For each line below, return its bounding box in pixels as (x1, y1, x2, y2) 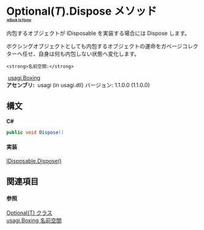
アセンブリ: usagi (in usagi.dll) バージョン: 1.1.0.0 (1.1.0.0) (6, 81, 150, 88)
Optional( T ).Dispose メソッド (6, 4, 157, 18)
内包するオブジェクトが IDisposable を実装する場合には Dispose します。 (6, 29, 191, 37)
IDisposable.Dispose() (6, 157, 62, 164)
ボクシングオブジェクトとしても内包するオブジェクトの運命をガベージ (6, 42, 183, 49)
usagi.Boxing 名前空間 (6, 217, 62, 225)
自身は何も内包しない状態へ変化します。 (38, 50, 140, 57)
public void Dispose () (6, 129, 64, 135)
